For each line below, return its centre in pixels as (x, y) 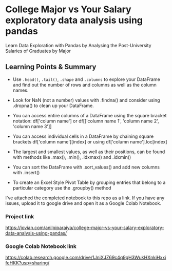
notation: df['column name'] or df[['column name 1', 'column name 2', (86, 121)
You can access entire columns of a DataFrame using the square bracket (90, 115)
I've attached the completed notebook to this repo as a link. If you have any (85, 198)
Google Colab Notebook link (41, 246)
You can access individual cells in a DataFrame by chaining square (83, 136)
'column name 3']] (32, 126)
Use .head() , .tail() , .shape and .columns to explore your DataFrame (86, 79)
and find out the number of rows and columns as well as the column (84, 85)
